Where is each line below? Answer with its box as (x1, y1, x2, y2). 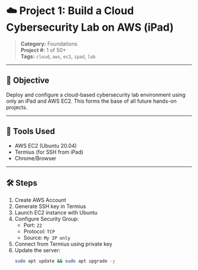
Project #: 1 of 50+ (20, 46, 67, 53)
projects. (6, 103, 28, 110)
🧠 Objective (6, 76, 49, 86)
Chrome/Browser (14, 154, 57, 162)
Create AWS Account (14, 197, 67, 204)
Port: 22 (23, 222, 42, 229)
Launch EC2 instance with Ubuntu (14, 209, 98, 216)
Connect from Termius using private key (14, 240, 113, 248)
